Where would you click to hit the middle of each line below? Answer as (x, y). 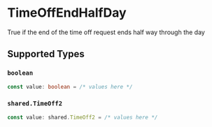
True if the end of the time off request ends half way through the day (106, 32)
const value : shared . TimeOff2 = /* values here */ (83, 117)
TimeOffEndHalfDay (67, 13)
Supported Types (46, 54)
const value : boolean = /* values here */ (70, 87)
